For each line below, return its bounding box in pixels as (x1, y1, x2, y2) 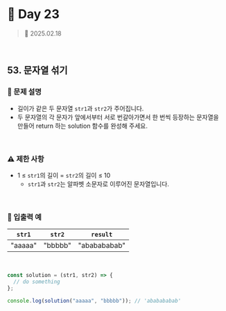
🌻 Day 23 (7, 6, 60, 22)
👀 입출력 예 (7, 212, 42, 221)
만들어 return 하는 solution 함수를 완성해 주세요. (17, 121, 148, 130)
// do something (13, 278, 60, 285)
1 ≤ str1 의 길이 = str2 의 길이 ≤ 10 (17, 171, 111, 179)
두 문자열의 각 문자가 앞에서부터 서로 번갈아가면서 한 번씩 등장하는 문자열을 (17, 112, 220, 121)
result (91, 230, 113, 239)
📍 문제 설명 (7, 87, 42, 96)
